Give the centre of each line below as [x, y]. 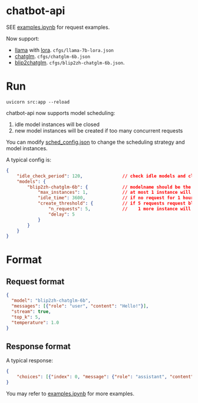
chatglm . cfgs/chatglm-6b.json [52, 56]
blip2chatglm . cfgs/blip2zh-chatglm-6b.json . [70, 62]
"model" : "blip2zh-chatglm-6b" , [51, 301]
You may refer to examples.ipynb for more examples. [70, 394]
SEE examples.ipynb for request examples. [58, 27]
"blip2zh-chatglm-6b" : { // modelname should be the [109, 187]
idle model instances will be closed [57, 124]
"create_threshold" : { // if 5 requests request [111, 204]
